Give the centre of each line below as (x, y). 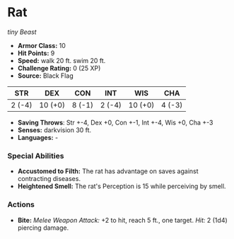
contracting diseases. (49, 179)
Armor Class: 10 (41, 45)
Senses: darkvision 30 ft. (54, 130)
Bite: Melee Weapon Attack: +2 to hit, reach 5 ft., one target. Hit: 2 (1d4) (122, 220)
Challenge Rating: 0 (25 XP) (59, 68)
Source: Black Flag (45, 76)
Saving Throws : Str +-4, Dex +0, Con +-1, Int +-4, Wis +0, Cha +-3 (115, 122)
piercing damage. (43, 228)
